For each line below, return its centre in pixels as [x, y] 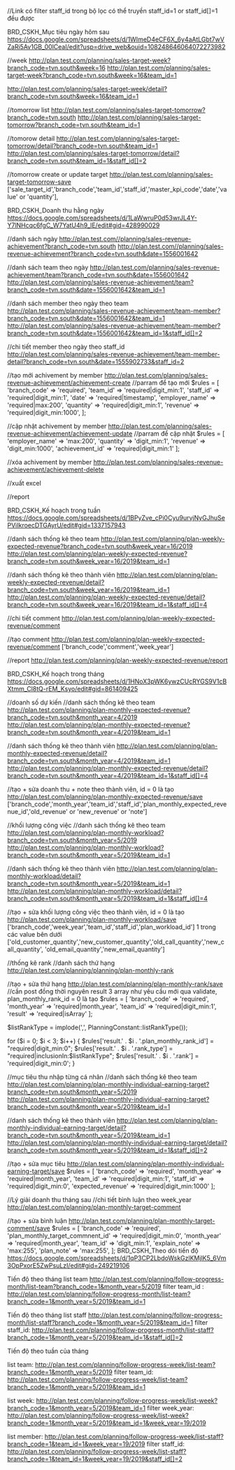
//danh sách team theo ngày [48, 267]
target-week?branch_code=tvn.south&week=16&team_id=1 [92, 75]
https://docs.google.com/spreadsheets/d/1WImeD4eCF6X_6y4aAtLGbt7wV [116, 39]
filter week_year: [170, 1408]
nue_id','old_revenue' [38, 811]
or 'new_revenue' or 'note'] [108, 811]
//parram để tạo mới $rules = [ [176, 383]
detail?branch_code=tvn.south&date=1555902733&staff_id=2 [96, 362]
